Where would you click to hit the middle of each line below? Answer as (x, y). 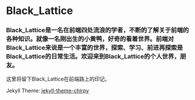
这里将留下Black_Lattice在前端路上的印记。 (58, 79)
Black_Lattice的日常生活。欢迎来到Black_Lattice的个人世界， (93, 57)
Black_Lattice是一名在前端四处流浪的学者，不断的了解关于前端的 (97, 30)
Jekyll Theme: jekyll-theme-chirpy (47, 91)
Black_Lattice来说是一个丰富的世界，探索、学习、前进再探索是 (95, 48)
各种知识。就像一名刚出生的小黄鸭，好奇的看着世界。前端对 (90, 39)
